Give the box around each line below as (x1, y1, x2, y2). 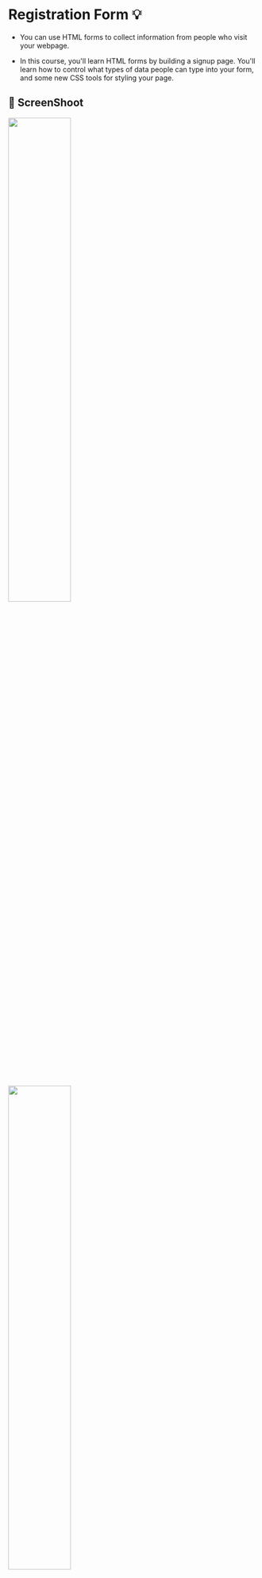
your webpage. (19, 41, 70, 50)
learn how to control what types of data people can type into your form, (19, 64, 254, 74)
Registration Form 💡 (8, 6, 142, 24)
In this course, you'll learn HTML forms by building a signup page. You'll (19, 56, 256, 65)
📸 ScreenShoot (8, 96, 84, 110)
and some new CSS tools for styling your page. (19, 73, 175, 83)
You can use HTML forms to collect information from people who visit (19, 32, 248, 41)
